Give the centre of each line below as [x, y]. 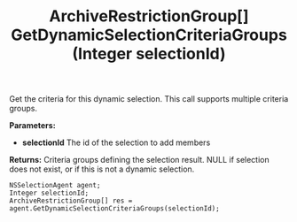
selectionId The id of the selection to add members [116, 142]
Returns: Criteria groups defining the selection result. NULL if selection [140, 160]
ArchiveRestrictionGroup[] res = [71, 201]
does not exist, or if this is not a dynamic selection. [102, 169]
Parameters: [32, 126]
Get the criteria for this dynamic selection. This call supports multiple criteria [149, 99]
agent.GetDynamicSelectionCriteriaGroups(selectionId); [114, 209]
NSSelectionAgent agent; [55, 186]
